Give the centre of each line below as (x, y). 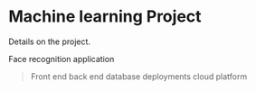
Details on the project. (50, 41)
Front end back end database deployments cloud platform (139, 76)
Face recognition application (62, 59)
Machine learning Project (105, 17)
